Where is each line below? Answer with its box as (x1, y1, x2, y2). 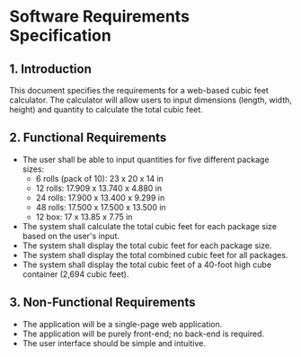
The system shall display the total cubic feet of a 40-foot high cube (22, 259, 272, 270)
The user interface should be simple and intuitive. (22, 337, 207, 348)
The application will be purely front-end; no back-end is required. (22, 328, 265, 339)
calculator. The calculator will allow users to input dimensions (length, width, (9, 94, 292, 105)
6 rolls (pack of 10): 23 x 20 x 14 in (35, 173, 164, 183)
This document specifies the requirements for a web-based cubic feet (9, 85, 270, 95)
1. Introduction (9, 61, 92, 76)
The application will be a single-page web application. (22, 318, 223, 329)
